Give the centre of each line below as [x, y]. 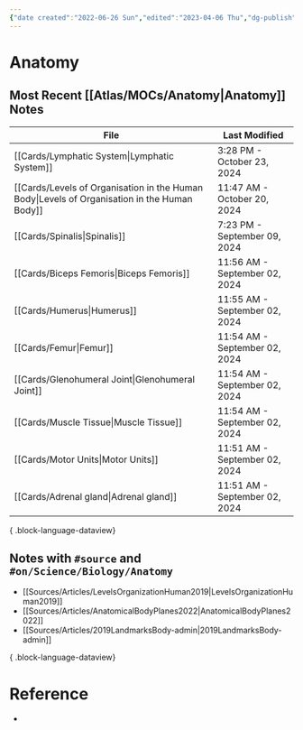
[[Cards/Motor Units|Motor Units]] [87, 459]
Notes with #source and [75, 559]
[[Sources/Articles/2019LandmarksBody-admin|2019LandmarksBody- [152, 630]
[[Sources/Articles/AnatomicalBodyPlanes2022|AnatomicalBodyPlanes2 [156, 611]
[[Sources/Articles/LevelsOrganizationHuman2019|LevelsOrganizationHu [158, 592]
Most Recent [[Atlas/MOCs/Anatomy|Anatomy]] [147, 96]
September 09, [249, 236]
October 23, [243, 162]
